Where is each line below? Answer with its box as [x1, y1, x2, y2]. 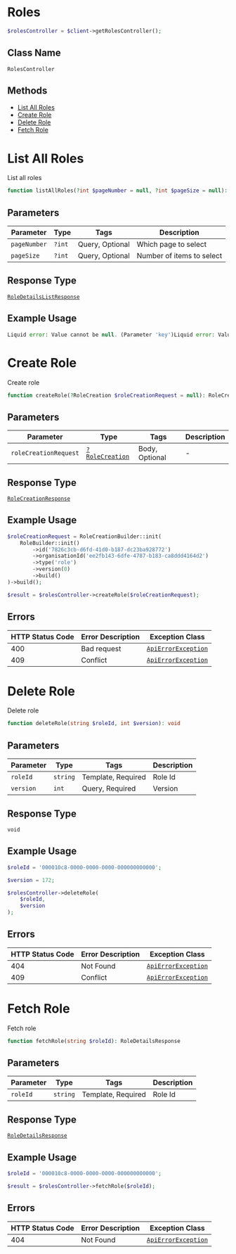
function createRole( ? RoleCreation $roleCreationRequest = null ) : [7, 392, 206, 399]
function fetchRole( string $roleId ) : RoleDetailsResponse [7, 1037, 181, 1044]
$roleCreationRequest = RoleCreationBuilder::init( [7, 532, 162, 540]
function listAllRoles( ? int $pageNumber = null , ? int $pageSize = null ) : [7, 187, 228, 194]
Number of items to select [136, 251, 223, 261]
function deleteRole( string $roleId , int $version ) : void [7, 720, 181, 727]
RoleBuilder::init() [20, 539, 80, 546]
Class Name [7, 47, 61, 59]
